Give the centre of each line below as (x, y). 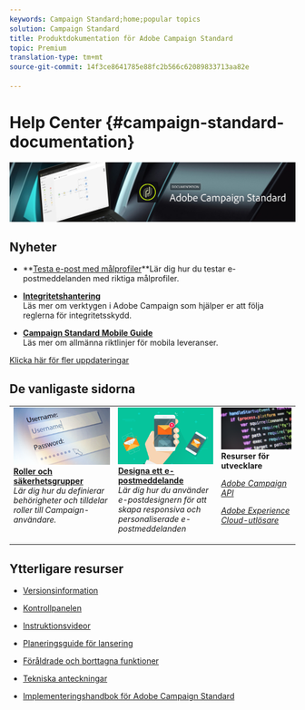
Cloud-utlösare (250, 520)
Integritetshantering (62, 296)
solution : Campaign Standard (64, 29)
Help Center (56, 123)
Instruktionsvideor (56, 626)
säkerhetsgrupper (48, 481)
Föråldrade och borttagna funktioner (91, 661)
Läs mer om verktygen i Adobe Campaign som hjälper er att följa (143, 306)
